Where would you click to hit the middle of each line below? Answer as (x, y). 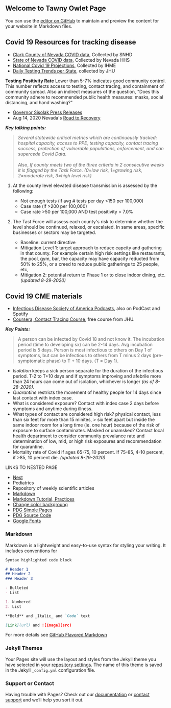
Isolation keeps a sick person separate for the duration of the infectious (88, 371)
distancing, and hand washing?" (39, 102)
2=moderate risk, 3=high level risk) (55, 175)
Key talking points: (26, 128)
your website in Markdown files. (39, 26)
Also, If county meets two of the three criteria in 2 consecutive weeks (91, 164)
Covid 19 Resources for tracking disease (71, 42)
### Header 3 (19, 579)
